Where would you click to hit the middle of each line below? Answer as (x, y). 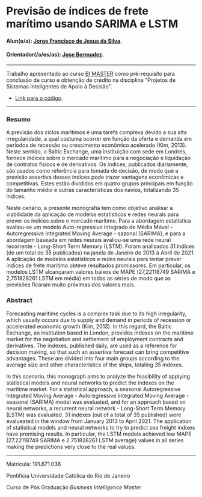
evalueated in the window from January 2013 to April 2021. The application (99, 421)
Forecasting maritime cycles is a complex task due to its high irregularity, (96, 313)
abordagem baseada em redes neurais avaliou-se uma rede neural (89, 240)
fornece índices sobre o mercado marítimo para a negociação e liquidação (99, 158)
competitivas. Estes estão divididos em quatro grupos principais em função (100, 184)
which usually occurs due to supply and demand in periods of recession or (99, 319)
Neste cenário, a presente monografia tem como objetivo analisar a (90, 208)
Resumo (19, 119)
